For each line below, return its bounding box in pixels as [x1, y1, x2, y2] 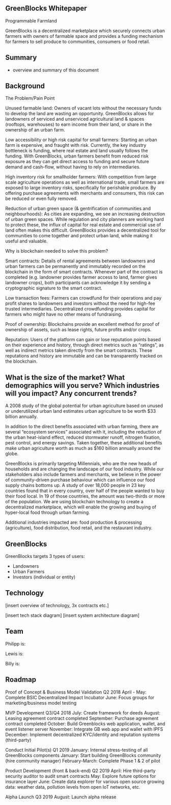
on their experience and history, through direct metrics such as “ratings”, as [5, 342, 164, 348]
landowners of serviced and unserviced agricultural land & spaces [5, 116, 145, 122]
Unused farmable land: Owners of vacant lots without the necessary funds [5, 105, 162, 111]
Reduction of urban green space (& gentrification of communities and [5, 206, 151, 212]
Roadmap [5, 675, 37, 684]
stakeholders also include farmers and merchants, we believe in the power [5, 472, 161, 478]
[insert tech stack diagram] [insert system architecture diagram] [5, 612, 140, 618]
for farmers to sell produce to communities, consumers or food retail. [5, 38, 150, 44]
